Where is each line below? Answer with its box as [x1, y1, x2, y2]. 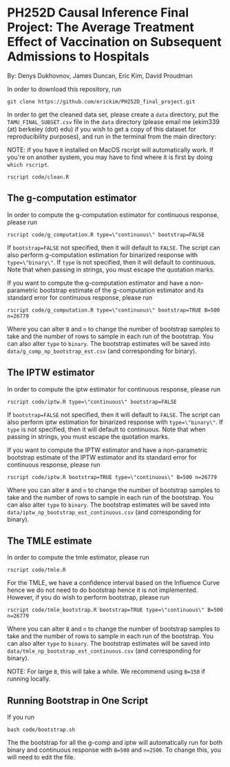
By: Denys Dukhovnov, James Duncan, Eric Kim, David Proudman [7, 71, 193, 80]
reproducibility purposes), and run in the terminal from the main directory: [7, 132, 217, 141]
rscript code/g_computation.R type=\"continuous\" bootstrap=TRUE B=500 [7, 307, 220, 314]
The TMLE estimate [7, 535, 92, 546]
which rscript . [7, 160, 50, 168]
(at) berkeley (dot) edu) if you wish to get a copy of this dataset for [7, 125, 197, 133]
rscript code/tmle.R [7, 566, 67, 573]
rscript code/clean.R [7, 174, 70, 181]
